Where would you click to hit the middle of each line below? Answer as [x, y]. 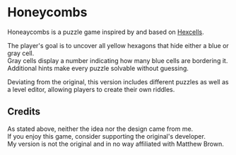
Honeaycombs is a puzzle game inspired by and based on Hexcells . [106, 32]
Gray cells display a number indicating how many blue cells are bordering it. [118, 60]
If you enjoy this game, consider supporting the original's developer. [107, 136]
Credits [24, 111]
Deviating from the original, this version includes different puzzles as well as [118, 81]
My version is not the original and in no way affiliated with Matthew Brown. [116, 144]
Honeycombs [47, 12]
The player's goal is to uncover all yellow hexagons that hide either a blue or [118, 45]
